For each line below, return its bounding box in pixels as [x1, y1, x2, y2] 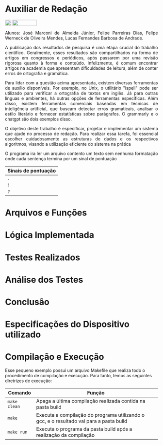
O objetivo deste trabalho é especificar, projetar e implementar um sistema [5, 126, 158, 132]
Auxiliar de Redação [5, 3, 88, 15]
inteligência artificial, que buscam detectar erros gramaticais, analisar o [5, 106, 158, 112]
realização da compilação [36, 432, 95, 439]
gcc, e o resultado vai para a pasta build [36, 418, 128, 425]
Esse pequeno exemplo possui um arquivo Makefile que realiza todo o [5, 368, 146, 373]
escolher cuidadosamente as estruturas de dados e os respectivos [5, 136, 158, 142]
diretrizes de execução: [5, 378, 52, 384]
